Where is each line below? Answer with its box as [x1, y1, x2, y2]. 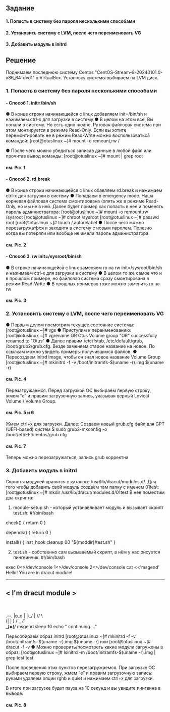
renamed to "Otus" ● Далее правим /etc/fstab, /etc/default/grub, [6, 338, 143, 344]
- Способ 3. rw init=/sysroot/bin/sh [6, 253, 82, 260]
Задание [6, 4, 35, 13]
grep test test [6, 655, 34, 661]
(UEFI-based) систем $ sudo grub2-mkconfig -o [6, 426, 107, 432]
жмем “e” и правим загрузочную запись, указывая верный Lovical [6, 392, 149, 398]
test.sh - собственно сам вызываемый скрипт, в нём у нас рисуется [13, 549, 160, 555]
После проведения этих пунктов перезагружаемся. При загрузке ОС [6, 665, 155, 671]
